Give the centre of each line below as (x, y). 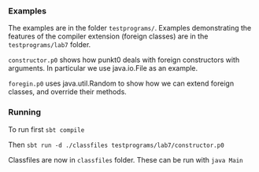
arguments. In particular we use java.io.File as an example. (103, 68)
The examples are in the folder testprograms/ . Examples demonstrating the (130, 28)
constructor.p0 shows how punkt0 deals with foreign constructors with (124, 60)
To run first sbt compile (46, 129)
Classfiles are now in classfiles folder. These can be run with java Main (126, 159)
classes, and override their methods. (68, 92)
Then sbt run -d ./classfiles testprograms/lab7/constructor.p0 (116, 145)
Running (25, 112)
